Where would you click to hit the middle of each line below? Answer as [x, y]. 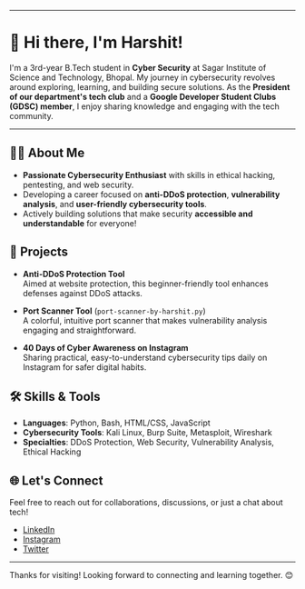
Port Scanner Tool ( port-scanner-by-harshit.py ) [114, 311]
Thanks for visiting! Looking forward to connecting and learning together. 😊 [152, 575]
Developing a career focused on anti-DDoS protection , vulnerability [151, 194]
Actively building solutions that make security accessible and [138, 214]
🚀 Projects [39, 252]
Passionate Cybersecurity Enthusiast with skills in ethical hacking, [149, 175]
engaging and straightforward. [79, 330]
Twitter [36, 549]
